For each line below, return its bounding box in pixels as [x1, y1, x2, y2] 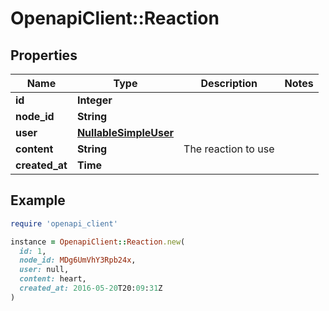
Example [10, 192, 66, 209]
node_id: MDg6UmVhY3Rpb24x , [19, 255, 137, 266]
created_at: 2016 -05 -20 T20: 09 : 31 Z [19, 283, 163, 294]
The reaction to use [183, 142, 275, 156]
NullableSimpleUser [76, 126, 175, 139]
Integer [76, 93, 113, 107]
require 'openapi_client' [10, 218, 118, 229]
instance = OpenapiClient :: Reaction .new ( [10, 237, 186, 247]
